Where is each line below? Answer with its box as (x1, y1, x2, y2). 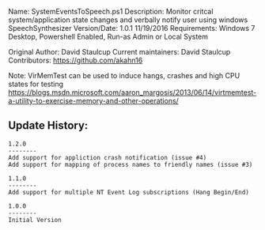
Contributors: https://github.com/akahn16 (8, 55, 143, 65)
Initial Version (8, 216, 62, 224)
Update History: (8, 119, 89, 133)
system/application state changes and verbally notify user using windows (8, 15, 248, 25)
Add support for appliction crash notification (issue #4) (8, 153, 207, 161)
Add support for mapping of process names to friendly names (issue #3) (8, 160, 253, 168)
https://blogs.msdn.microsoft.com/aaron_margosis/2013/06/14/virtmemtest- (8, 88, 257, 97)
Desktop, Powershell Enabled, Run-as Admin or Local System (8, 32, 208, 41)
